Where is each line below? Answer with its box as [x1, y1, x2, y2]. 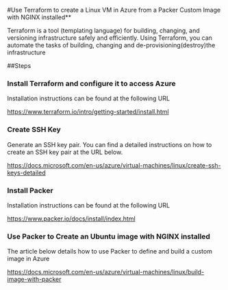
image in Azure [7, 254, 50, 263]
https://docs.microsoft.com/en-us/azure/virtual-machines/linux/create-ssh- [7, 161, 221, 169]
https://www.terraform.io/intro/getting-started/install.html [7, 108, 169, 116]
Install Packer [7, 186, 53, 195]
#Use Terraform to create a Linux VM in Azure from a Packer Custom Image [7, 6, 221, 14]
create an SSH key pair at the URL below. [7, 148, 123, 156]
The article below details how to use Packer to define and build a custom [7, 247, 212, 256]
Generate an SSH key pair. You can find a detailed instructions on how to [7, 140, 212, 148]
